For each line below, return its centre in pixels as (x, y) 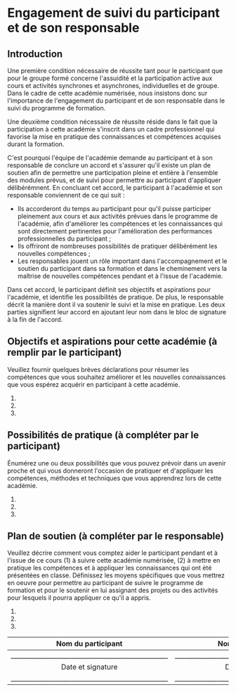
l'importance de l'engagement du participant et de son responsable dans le (116, 101)
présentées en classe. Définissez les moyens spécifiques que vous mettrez (116, 575)
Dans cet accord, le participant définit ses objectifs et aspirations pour (109, 289)
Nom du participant (89, 643)
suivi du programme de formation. (57, 108)
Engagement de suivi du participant (113, 13)
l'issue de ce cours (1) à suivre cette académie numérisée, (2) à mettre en (114, 560)
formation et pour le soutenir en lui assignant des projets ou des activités (113, 590)
